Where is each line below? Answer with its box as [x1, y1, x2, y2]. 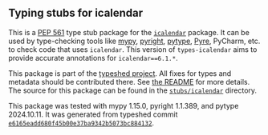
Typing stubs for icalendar [8, 6, 144, 20]
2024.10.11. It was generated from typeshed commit [8, 109, 178, 119]
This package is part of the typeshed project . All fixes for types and [8, 68, 232, 78]
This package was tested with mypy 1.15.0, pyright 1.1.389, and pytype [8, 101, 239, 110]
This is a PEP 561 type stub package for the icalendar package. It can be [8, 27, 250, 37]
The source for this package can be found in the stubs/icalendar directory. [8, 85, 258, 95]
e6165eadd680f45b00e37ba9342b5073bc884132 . [8, 117, 155, 127]
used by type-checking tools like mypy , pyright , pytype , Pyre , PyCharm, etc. [8, 36, 261, 46]
